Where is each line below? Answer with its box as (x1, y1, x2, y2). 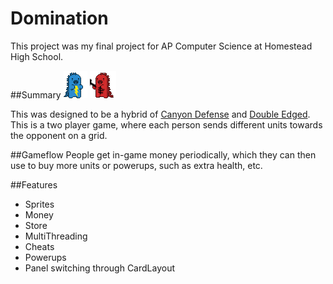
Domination (10, 7, 109, 30)
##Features (10, 178, 58, 191)
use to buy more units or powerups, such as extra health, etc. (10, 159, 263, 171)
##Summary (10, 88, 62, 101)
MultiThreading (24, 230, 88, 242)
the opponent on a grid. (10, 129, 108, 141)
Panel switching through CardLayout (24, 262, 175, 274)
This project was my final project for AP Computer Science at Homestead (10, 40, 313, 52)
